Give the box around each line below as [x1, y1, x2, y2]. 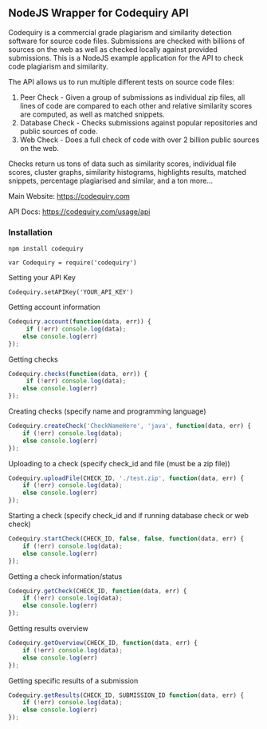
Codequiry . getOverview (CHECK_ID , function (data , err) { [8, 639, 198, 648]
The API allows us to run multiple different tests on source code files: [8, 77, 235, 86]
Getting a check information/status [8, 571, 123, 581]
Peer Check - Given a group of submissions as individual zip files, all [19, 92, 245, 102]
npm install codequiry [8, 245, 84, 253]
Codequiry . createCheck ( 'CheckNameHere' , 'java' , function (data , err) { [8, 422, 251, 430]
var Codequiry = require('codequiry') [8, 259, 137, 267]
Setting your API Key [8, 273, 76, 283]
